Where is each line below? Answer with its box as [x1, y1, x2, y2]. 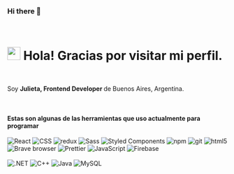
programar [7, 122, 39, 130]
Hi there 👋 [7, 6, 42, 16]
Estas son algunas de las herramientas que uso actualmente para [7, 114, 200, 122]
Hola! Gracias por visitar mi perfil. [23, 48, 223, 64]
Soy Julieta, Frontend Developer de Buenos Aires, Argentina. [7, 85, 184, 93]
